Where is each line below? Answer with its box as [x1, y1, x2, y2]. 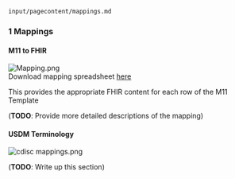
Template [8, 95, 39, 105]
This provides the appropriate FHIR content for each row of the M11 [8, 88, 228, 97]
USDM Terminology [8, 129, 74, 138]
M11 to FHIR [8, 45, 48, 55]
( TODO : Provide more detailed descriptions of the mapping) [8, 111, 204, 121]
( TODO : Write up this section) [8, 162, 105, 172]
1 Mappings [8, 25, 54, 37]
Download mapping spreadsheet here [8, 72, 132, 81]
